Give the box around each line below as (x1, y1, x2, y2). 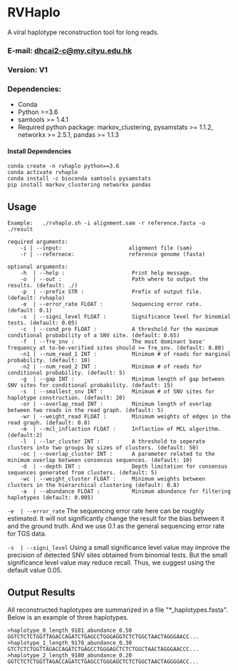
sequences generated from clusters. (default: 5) (7, 469, 158, 476)
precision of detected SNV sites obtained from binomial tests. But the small (7, 550, 228, 560)
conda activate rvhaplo (7, 169, 78, 176)
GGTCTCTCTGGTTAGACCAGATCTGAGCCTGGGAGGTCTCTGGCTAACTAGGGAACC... (7, 632, 200, 640)
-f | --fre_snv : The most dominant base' (20, 338, 205, 346)
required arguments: (7, 238, 69, 246)
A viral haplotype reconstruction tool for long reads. (7, 28, 159, 36)
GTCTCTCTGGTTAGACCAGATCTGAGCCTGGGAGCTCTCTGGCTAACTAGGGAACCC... (7, 645, 200, 652)
